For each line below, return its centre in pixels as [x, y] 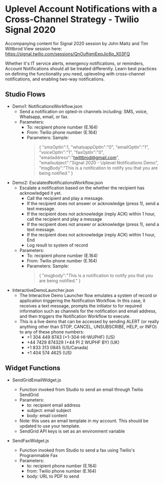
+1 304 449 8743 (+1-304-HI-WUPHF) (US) [71, 337]
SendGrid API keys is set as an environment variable [72, 431]
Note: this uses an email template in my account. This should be [84, 421]
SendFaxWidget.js [31, 440]
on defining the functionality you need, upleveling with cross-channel [75, 74]
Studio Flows [25, 94]
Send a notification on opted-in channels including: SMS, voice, [83, 111]
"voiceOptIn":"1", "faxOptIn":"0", [71, 152]
